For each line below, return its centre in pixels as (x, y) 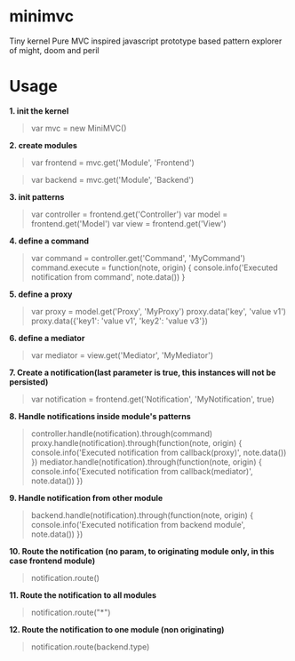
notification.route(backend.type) (90, 647)
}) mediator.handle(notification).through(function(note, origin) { (146, 462)
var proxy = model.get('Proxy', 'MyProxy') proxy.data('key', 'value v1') (159, 311)
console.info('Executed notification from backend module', (138, 524)
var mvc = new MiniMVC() (79, 128)
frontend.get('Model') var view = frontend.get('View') (128, 223)
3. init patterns (37, 196)
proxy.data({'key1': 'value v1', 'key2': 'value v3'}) (120, 321)
